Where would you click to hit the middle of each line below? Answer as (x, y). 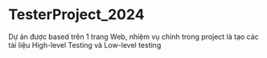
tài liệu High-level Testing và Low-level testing (85, 44)
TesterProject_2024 (76, 15)
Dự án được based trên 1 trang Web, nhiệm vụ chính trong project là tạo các (133, 37)
